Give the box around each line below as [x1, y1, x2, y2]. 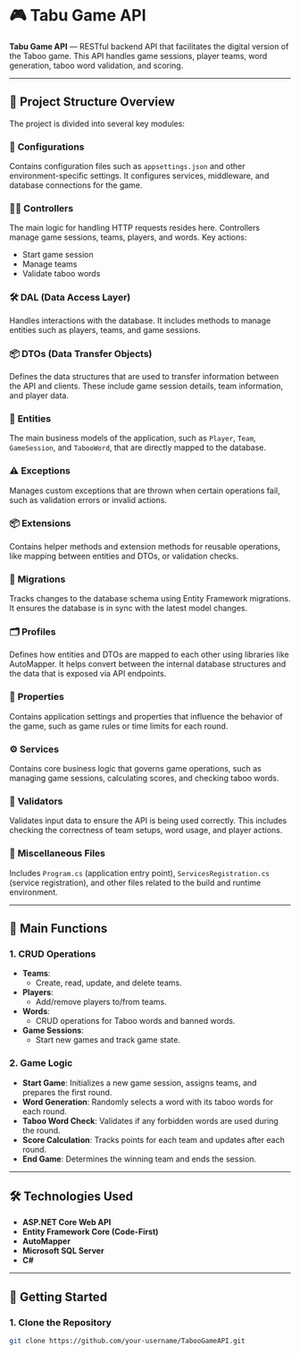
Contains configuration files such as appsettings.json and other [9, 161, 246, 172]
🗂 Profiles [9, 626, 56, 638]
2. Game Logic [9, 1057, 73, 1069]
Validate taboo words [21, 268, 101, 279]
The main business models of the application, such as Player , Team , [9, 433, 256, 444]
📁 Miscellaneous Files [9, 847, 105, 860]
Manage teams [21, 259, 78, 269]
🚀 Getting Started [9, 1289, 108, 1305]
